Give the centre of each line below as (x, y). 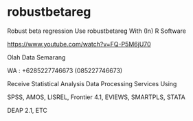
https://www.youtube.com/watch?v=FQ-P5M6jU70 (79, 44)
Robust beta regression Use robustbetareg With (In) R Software (97, 31)
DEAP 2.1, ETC (27, 110)
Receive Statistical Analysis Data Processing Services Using (92, 83)
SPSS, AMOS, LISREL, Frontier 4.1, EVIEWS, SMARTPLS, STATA (96, 97)
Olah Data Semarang (36, 57)
